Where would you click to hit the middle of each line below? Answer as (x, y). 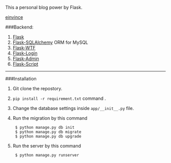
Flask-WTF (24, 48)
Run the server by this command (47, 146)
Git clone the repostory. (37, 88)
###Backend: (20, 27)
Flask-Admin (26, 59)
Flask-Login (25, 53)
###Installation (21, 79)
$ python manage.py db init (45, 127)
